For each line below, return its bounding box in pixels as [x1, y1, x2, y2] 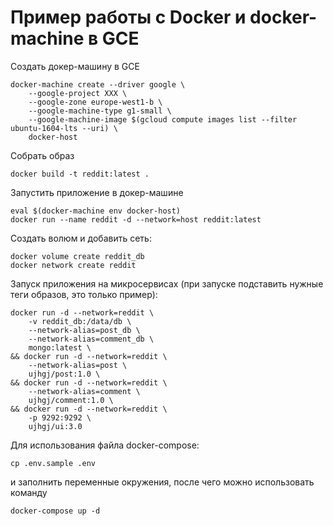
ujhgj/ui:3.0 [28, 421, 83, 431]
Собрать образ [10, 149, 75, 161]
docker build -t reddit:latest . [10, 169, 150, 179]
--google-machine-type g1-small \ [28, 106, 172, 116]
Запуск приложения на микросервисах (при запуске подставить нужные [10, 277, 324, 290]
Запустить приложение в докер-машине [10, 186, 184, 198]
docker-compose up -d [10, 506, 101, 516]
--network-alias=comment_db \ [28, 334, 155, 344]
